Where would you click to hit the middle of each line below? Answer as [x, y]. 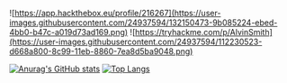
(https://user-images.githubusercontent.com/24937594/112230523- [136, 41]
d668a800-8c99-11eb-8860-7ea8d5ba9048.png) [101, 51]
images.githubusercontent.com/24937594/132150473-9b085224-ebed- [143, 23]
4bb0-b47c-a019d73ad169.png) [69, 32]
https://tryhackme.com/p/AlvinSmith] [203, 32]
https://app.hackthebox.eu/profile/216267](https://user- [118, 13]
